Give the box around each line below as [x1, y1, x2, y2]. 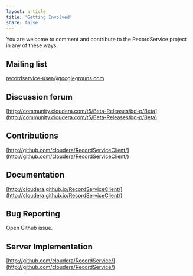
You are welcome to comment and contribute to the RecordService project [6, 36, 187, 43]
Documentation [6, 170, 65, 180]
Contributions [6, 131, 58, 141]
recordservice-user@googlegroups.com [6, 75, 104, 82]
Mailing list [6, 59, 47, 69]
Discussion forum [6, 92, 73, 102]
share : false [6, 19, 38, 25]
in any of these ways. [6, 42, 58, 49]
